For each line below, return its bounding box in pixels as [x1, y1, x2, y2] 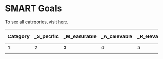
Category [7, 33, 30, 40]
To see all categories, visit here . [5, 19, 69, 24]
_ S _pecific [34, 33, 59, 40]
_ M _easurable [63, 33, 97, 40]
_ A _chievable [101, 33, 132, 40]
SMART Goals [5, 3, 62, 14]
